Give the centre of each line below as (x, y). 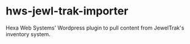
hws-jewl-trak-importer (67, 11)
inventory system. (28, 34)
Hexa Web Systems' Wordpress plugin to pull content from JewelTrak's (95, 28)
